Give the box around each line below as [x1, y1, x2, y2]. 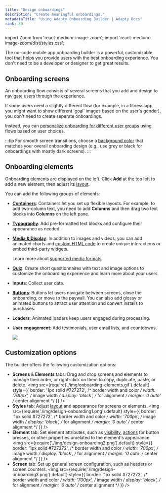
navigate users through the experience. [5, 93, 85, 99]
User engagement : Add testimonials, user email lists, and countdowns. [12, 325, 157, 331]
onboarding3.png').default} [12, 471, 68, 477]
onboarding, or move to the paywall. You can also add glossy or [12, 295, 142, 301]
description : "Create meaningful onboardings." [5, 12, 105, 17]
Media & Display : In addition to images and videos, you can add [12, 235, 142, 241]
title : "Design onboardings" [5, 7, 65, 12]
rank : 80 [5, 21, 23, 26]
